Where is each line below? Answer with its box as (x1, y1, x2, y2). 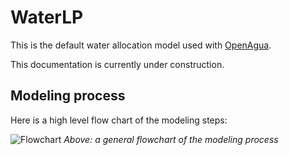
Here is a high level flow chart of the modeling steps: (10, 114, 228, 126)
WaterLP (10, 6, 84, 29)
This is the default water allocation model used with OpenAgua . (10, 39, 272, 51)
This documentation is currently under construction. (10, 58, 225, 70)
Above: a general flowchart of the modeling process (63, 133, 279, 145)
